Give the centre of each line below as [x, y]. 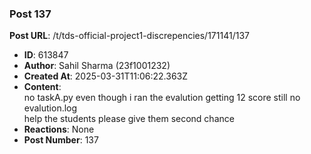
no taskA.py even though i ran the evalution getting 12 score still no [162, 98]
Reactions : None [59, 129]
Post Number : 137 [61, 140]
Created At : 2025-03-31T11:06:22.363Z [106, 76]
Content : [42, 87]
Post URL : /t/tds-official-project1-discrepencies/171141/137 [129, 36]
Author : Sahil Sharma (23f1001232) [97, 66]
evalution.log [50, 108]
